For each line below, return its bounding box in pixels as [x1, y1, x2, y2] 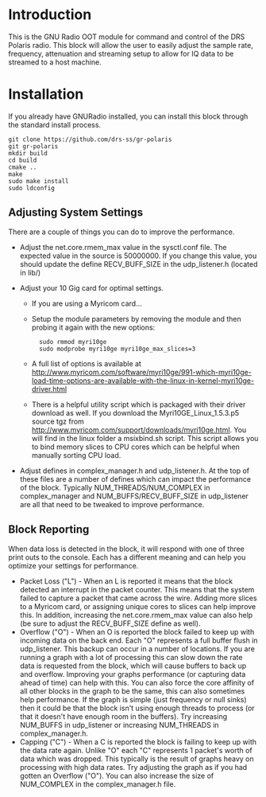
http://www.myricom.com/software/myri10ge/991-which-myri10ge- [31, 367, 252, 377]
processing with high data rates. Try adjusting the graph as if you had [19, 762, 248, 772]
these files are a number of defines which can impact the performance [19, 474, 252, 483]
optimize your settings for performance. [8, 561, 139, 570]
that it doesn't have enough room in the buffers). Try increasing [19, 711, 228, 721]
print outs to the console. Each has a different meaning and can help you [8, 552, 246, 562]
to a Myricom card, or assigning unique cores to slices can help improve [19, 601, 256, 611]
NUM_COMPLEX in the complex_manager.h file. [19, 779, 176, 789]
